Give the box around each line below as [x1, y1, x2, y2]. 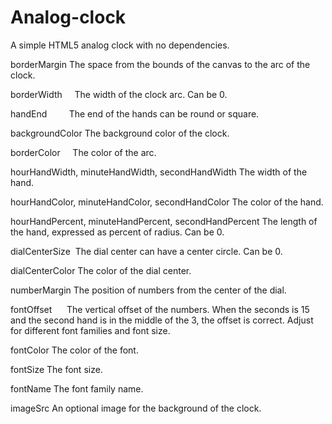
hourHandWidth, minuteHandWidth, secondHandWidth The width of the [10, 166, 308, 178]
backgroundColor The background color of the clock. [10, 127, 230, 139]
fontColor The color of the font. [10, 344, 139, 356]
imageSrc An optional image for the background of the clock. [10, 402, 262, 414]
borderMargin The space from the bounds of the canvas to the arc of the [10, 58, 311, 70]
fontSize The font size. [10, 363, 103, 375]
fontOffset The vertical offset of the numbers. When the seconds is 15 [10, 303, 310, 315]
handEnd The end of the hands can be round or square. [10, 107, 260, 120]
